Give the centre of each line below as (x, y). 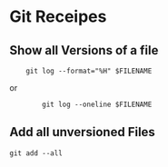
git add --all (36, 153)
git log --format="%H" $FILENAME (89, 71)
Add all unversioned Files (83, 132)
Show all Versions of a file (84, 50)
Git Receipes (58, 17)
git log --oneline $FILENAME (97, 104)
